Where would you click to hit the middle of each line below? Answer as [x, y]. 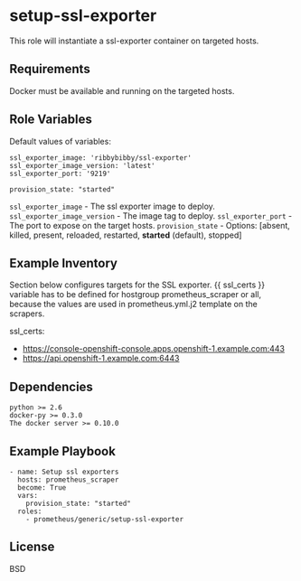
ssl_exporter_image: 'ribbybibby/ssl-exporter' [101, 158]
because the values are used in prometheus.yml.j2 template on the [133, 305]
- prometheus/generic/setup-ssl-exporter [104, 520]
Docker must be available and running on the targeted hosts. [122, 90]
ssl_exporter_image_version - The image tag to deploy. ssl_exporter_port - [151, 216]
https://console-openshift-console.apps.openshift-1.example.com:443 [153, 349]
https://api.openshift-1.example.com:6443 [101, 359]
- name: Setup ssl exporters [64, 472]
